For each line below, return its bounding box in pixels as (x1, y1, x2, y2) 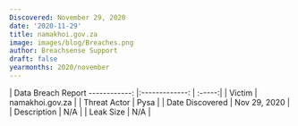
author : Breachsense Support (9, 46, 118, 55)
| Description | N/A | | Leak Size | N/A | (9, 106, 151, 117)
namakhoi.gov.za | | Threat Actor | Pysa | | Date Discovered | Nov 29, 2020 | (9, 97, 291, 107)
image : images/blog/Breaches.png (9, 38, 134, 47)
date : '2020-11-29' (9, 21, 82, 30)
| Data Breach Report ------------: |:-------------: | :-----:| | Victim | (9, 87, 258, 98)
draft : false (9, 55, 58, 63)
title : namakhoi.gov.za (9, 29, 98, 38)
